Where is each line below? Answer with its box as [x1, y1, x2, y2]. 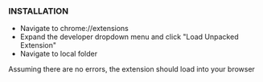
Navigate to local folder [19, 49, 98, 59]
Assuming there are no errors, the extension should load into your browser [8, 64, 256, 74]
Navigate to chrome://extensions [19, 24, 129, 33]
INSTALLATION [8, 6, 69, 17]
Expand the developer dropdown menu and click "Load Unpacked [19, 32, 239, 41]
